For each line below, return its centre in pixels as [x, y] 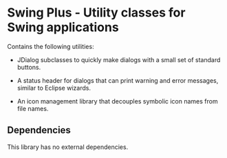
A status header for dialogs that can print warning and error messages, [118, 80]
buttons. [29, 67]
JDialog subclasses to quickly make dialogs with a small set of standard [119, 59]
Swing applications [63, 27]
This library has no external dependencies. [68, 147]
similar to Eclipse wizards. [54, 88]
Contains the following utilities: [51, 46]
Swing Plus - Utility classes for [96, 13]
